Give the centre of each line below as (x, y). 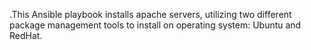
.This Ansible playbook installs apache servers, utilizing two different (150, 14)
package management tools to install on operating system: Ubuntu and (155, 25)
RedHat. (26, 35)
